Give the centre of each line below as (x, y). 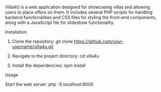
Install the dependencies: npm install (49, 65)
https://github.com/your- (99, 41)
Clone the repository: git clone (42, 41)
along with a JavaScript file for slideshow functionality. (60, 22)
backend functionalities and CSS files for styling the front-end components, (81, 17)
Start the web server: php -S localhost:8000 (49, 84)
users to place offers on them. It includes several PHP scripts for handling (79, 12)
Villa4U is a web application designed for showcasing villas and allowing (78, 7)
